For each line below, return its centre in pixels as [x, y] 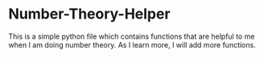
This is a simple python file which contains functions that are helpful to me [132, 36]
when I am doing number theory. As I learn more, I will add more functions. [132, 44]
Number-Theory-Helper [89, 14]
